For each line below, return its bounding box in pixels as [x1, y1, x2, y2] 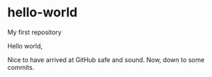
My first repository [7, 28, 62, 36]
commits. [7, 63, 35, 71]
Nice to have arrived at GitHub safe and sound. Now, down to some [7, 55, 205, 64]
